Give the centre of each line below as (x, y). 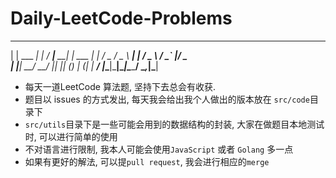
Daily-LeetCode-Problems (121, 18)
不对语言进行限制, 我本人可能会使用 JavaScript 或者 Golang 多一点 (159, 149)
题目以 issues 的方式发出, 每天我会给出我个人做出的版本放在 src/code (167, 99)
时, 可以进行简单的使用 (71, 136)
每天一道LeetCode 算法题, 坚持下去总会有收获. (120, 86)
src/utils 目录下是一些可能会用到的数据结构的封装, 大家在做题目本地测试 (174, 124)
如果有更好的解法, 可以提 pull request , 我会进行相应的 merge (147, 161)
